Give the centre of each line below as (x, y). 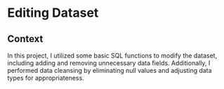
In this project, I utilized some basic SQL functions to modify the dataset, (112, 55)
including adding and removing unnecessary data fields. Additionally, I (109, 63)
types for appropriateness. (46, 78)
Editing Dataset (53, 13)
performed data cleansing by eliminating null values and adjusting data (110, 70)
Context (25, 39)
